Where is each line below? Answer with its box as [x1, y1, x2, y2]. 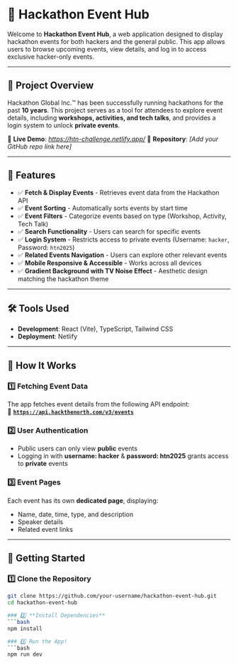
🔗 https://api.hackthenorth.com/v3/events [7, 407, 135, 416]
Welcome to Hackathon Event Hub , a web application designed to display [7, 30, 223, 38]
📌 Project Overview [7, 79, 94, 91]
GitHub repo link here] [7, 142, 72, 151]
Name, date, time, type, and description [17, 510, 134, 518]
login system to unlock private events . [7, 120, 120, 130]
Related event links [17, 525, 73, 533]
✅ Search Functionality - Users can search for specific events [17, 227, 201, 236]
